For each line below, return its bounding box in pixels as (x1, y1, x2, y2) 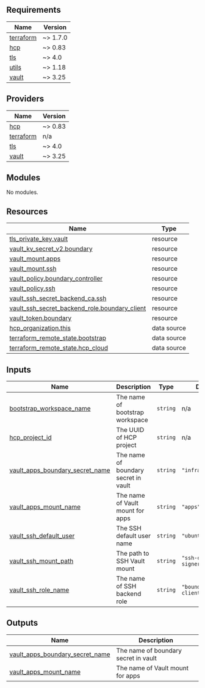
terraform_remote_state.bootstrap (9, 334, 107, 342)
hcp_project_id (9, 433, 52, 442)
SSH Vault (116, 557, 145, 565)
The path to (116, 549, 149, 557)
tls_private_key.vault (9, 235, 68, 243)
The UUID (116, 426, 145, 434)
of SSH (116, 582, 137, 590)
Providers (6, 94, 45, 104)
